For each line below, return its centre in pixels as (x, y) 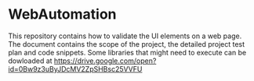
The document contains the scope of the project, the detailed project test (127, 44)
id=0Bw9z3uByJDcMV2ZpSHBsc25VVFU (75, 69)
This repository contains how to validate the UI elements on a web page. (125, 36)
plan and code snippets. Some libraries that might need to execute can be (127, 52)
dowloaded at (30, 61)
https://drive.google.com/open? (105, 61)
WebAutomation (62, 14)
